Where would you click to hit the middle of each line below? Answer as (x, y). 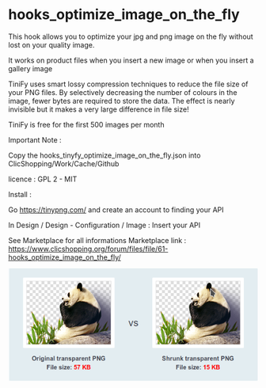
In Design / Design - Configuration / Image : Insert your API (104, 225)
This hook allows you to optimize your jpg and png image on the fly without (131, 36)
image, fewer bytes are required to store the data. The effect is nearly (122, 101)
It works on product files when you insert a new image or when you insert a (131, 60)
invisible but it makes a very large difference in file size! (99, 109)
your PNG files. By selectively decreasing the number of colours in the (123, 92)
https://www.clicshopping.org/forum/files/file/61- (88, 249)
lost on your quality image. (51, 44)
